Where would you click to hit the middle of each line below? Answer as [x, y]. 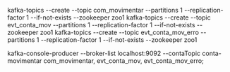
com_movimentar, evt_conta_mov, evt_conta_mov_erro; [124, 61]
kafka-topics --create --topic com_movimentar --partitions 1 [95, 10]
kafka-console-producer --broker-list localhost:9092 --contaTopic [104, 53]
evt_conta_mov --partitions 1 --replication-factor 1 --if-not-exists [101, 25]
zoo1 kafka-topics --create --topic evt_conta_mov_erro [120, 32]
